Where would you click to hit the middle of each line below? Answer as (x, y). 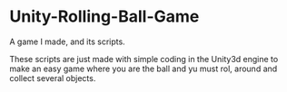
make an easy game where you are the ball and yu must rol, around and (143, 69)
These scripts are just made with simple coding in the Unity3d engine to (144, 59)
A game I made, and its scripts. (67, 41)
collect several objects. (53, 78)
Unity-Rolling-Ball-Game (104, 17)
